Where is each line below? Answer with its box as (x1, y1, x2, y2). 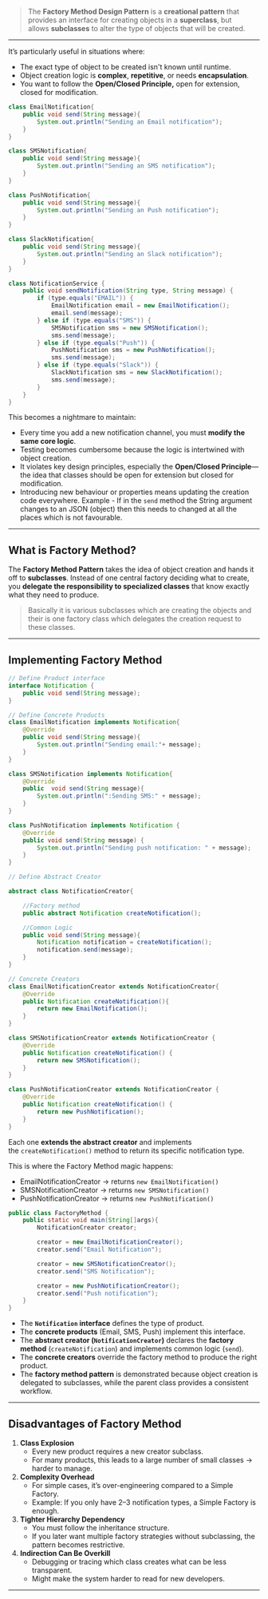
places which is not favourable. (19, 513, 123, 522)
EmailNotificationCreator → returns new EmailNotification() (19, 1177, 219, 1186)
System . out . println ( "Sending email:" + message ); (37, 741, 202, 749)
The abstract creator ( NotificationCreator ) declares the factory (19, 1336, 234, 1345)
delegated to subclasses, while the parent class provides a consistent (19, 1378, 249, 1387)
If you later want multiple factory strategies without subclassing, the (31, 1531, 255, 1541)
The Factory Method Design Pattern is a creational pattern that (27, 7, 239, 16)
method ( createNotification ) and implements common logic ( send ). (19, 1344, 245, 1354)
